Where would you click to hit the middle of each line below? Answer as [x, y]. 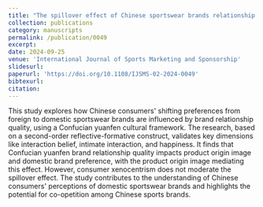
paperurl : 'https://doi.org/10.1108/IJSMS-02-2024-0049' [104, 74]
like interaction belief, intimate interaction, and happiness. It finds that [121, 144]
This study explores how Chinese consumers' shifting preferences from [124, 111]
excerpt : [22, 45]
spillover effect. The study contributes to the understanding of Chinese [123, 178]
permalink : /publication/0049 [58, 37]
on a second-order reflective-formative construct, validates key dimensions [131, 136]
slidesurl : [26, 67]
